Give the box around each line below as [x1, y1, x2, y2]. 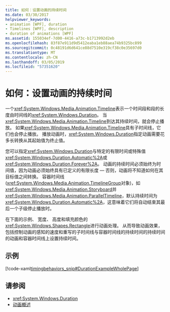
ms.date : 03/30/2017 [5, 12, 49, 17]
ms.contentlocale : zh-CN [5, 54, 58, 60]
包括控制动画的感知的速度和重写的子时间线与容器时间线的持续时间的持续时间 [5, 229, 165, 235]
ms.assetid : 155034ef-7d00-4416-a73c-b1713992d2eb [5, 36, 115, 41]
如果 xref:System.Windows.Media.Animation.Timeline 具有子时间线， [15, 125, 157, 131]
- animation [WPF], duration [5, 21, 67, 27]
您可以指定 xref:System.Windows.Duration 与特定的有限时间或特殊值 [5, 148, 146, 154]
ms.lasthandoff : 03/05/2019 [5, 60, 65, 65]
